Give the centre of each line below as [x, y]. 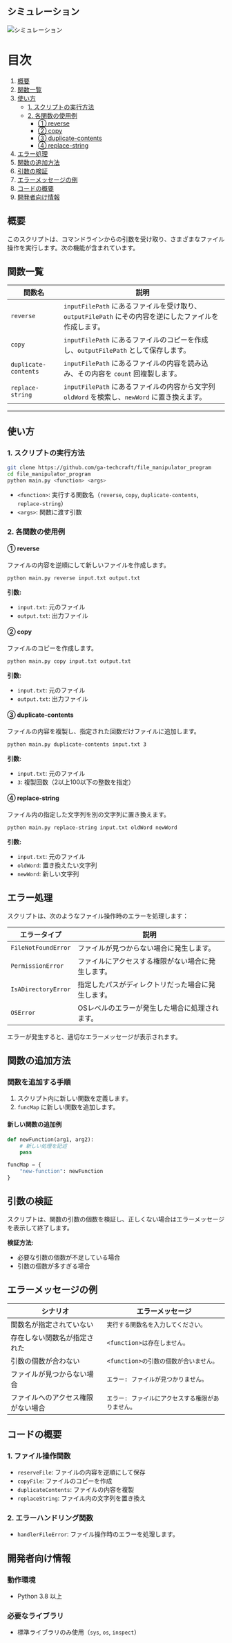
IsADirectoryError [41, 989]
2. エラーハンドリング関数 [50, 1518]
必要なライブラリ [36, 1616]
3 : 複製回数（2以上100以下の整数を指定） [76, 782]
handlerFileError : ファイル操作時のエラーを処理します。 [98, 1534]
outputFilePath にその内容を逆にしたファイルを [141, 317]
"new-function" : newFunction [61, 1172]
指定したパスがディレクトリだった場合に [143, 984]
